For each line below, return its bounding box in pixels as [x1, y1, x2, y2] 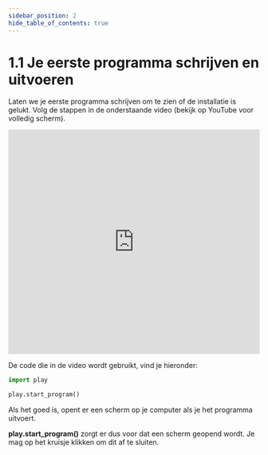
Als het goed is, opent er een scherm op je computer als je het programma [8, 405, 253, 415]
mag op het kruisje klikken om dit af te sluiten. [8, 437, 160, 447]
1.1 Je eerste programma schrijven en [8, 53, 259, 72]
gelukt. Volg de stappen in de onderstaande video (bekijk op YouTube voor [8, 105, 254, 115]
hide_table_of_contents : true [8, 19, 109, 27]
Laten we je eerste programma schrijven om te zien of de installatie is [8, 97, 237, 106]
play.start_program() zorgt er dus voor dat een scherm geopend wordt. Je [8, 429, 255, 439]
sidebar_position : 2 [8, 11, 77, 20]
